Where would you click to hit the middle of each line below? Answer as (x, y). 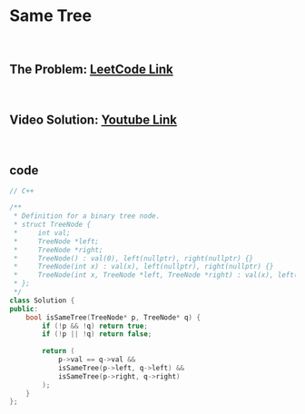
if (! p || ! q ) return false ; (97, 334)
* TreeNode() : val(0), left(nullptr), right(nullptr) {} (133, 258)
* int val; (42, 232)
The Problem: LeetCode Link (92, 69)
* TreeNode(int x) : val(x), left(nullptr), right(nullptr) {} (143, 267)
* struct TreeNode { (52, 224)
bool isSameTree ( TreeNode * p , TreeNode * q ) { (113, 317)
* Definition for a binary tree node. (87, 216)
